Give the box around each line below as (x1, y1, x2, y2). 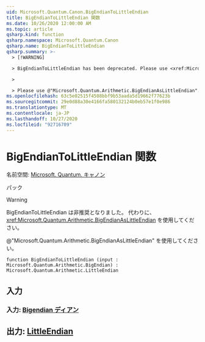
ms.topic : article (6, 26, 53, 32)
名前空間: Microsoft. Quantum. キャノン (6, 171, 106, 178)
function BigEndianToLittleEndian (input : (6, 257, 119, 263)
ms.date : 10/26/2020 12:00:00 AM (6, 20, 92, 26)
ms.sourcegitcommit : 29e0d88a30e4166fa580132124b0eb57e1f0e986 (6, 99, 171, 105)
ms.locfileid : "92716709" (6, 122, 72, 128)
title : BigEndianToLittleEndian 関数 (6, 15, 101, 21)
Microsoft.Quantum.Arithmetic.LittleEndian (6, 267, 119, 274)
